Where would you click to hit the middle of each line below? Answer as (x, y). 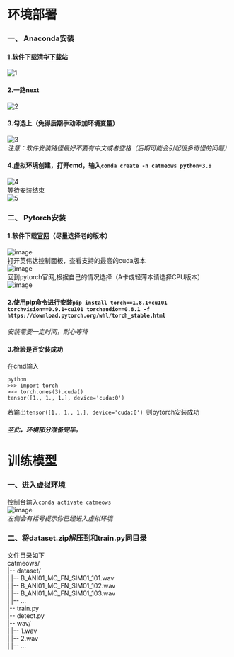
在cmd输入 (23, 366)
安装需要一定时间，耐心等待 (48, 332)
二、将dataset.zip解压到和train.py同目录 (77, 538)
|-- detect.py (26, 616)
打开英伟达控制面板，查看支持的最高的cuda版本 (77, 261)
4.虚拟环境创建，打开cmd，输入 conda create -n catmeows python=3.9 (110, 165)
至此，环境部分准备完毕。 (45, 430)
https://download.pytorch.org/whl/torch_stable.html (87, 315)
